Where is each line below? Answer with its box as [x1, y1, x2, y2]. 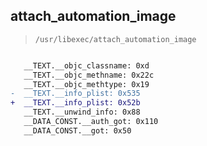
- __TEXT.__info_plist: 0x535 [10, 89, 141, 99]
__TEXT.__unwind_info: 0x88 [23, 107, 141, 118]
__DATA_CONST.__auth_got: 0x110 [23, 117, 159, 127]
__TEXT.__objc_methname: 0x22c [23, 70, 155, 80]
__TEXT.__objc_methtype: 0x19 [23, 79, 150, 89]
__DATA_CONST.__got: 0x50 [23, 125, 132, 136]
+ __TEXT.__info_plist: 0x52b [10, 98, 141, 108]
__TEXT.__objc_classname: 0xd [23, 60, 150, 71]
